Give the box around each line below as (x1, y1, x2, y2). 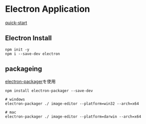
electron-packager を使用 (5, 78, 56, 84)
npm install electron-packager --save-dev (5, 88, 93, 93)
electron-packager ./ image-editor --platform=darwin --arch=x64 (5, 114, 141, 119)
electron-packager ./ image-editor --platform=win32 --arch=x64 (5, 101, 139, 106)
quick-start (5, 20, 27, 26)
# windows (5, 97, 25, 102)
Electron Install (5, 34, 52, 42)
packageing (5, 65, 43, 73)
